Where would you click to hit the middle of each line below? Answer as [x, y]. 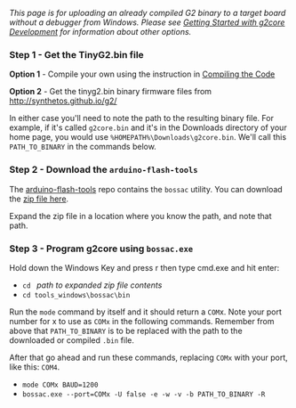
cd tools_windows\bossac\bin [76, 295]
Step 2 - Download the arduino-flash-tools [104, 170]
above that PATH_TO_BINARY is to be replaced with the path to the [126, 330]
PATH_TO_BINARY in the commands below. [83, 147]
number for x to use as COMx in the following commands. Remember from [142, 321]
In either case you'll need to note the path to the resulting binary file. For [141, 118]
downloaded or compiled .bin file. [72, 340]
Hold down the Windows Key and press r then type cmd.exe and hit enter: [144, 267]
